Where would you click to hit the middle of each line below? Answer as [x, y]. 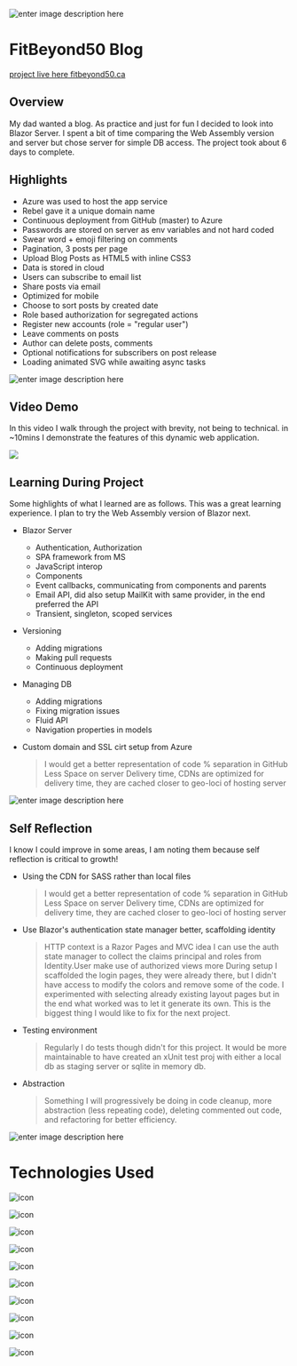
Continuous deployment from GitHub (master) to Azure [122, 220]
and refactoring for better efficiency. [110, 1119]
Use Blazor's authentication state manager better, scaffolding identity [149, 930]
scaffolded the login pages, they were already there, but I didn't [160, 975]
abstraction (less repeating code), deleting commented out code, [163, 1110]
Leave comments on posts [70, 333]
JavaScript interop [69, 567]
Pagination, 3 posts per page [75, 248]
